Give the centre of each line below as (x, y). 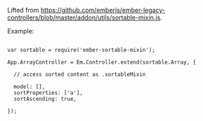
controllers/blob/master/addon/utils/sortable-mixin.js (84, 17)
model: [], (30, 87)
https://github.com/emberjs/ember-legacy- (103, 10)
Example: (21, 31)
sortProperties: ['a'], (48, 93)
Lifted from (24, 10)
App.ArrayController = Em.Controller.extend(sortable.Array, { (102, 62)
